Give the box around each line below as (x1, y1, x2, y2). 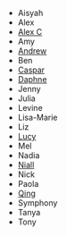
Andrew (17, 46, 47, 56)
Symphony (17, 198, 58, 208)
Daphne (17, 74, 47, 84)
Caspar (17, 64, 46, 75)
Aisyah (17, 8, 44, 18)
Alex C (17, 27, 43, 37)
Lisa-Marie (17, 112, 58, 122)
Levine (17, 103, 43, 113)
